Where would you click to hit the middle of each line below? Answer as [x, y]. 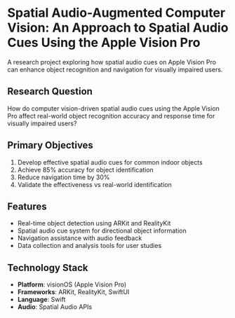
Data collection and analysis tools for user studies [89, 246]
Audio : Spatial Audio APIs [55, 307]
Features [27, 206]
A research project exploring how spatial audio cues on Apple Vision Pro [112, 62]
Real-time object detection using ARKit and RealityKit [94, 223]
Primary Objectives [50, 145]
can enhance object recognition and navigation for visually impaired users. [115, 69]
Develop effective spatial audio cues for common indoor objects [110, 162]
